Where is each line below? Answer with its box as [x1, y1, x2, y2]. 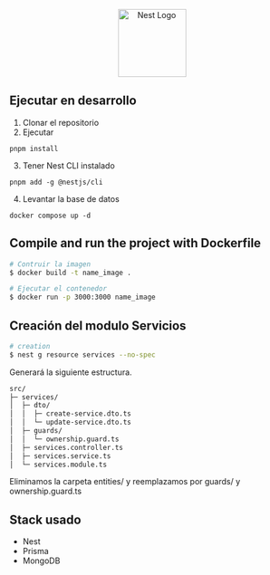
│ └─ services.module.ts [9, 460, 107, 469]
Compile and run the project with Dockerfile [9, 235, 261, 251]
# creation [9, 341, 51, 350]
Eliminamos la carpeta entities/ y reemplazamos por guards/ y [9, 476, 241, 487]
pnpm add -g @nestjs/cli [9, 177, 103, 187]
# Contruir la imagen [9, 259, 92, 269]
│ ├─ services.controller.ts [9, 443, 124, 452]
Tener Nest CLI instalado [22, 159, 115, 171]
